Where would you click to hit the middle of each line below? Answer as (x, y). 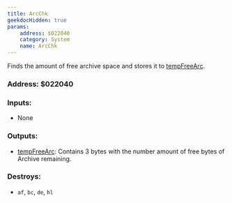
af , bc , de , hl (35, 192)
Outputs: (23, 136)
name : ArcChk (39, 46)
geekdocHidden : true (37, 20)
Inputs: (20, 103)
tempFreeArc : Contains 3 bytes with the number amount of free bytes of (121, 151)
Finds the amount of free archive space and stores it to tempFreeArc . (106, 66)
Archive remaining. (44, 158)
